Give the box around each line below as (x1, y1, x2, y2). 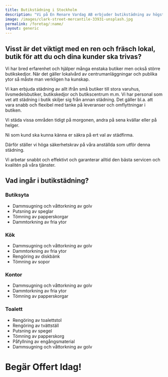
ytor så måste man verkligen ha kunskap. (5, 76, 90, 82)
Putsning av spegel (12, 327, 52, 333)
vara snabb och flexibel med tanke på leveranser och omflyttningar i (5, 102, 146, 108)
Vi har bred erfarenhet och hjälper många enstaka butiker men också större (5, 66, 160, 72)
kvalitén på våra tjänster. (5, 162, 56, 168)
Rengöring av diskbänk (12, 253, 60, 259)
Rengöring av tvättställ (12, 322, 59, 328)
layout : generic (5, 26, 39, 31)
